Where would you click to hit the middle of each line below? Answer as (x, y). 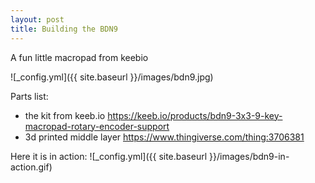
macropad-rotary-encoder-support (97, 126)
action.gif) (31, 167)
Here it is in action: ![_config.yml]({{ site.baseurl (109, 156)
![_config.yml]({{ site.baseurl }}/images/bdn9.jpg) (112, 77)
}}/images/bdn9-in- (249, 156)
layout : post (37, 19)
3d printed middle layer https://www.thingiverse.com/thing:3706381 (164, 137)
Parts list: (29, 96)
